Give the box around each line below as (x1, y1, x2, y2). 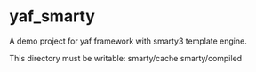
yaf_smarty (9, 6, 96, 27)
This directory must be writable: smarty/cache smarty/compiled (9, 52, 243, 63)
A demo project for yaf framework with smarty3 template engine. (9, 36, 247, 46)
